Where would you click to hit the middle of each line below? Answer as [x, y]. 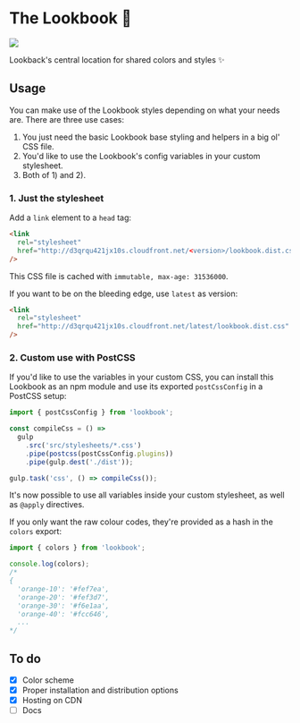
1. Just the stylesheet [57, 198]
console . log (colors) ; [50, 564]
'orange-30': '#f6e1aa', [63, 606]
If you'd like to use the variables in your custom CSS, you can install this [142, 377]
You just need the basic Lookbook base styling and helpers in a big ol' [151, 137]
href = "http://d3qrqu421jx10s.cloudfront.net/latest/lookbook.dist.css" [154, 327]
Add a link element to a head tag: [71, 217]
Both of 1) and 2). [54, 174]
